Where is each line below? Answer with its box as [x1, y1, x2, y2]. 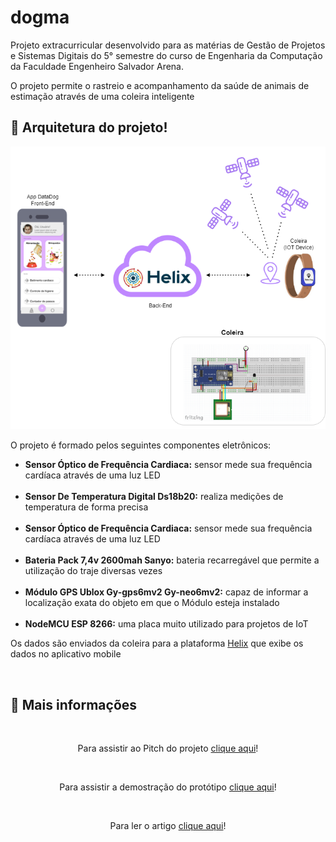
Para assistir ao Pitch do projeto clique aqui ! [77, 742, 259, 755]
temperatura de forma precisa [24, 501, 149, 513]
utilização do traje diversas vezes [24, 565, 163, 577]
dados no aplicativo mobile [10, 648, 122, 660]
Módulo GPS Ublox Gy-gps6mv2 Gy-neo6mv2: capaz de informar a [24, 586, 309, 598]
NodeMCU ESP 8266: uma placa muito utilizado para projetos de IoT [24, 618, 309, 630]
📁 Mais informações [10, 696, 138, 713]
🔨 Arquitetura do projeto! [10, 119, 168, 136]
